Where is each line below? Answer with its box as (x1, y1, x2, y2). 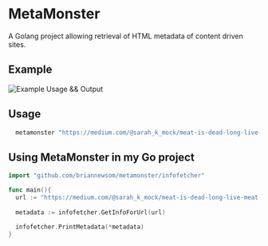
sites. (8, 39, 26, 49)
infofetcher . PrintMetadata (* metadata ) (15, 223, 145, 231)
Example (8, 63, 53, 77)
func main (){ (8, 186, 52, 194)
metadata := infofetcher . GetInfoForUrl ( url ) (15, 208, 166, 216)
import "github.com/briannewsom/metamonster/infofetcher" (8, 172, 205, 180)
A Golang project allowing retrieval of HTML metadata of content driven (8, 31, 243, 41)
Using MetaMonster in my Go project (8, 150, 195, 164)
